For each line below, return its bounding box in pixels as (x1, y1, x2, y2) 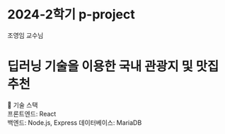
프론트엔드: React (7, 109, 57, 118)
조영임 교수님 (7, 31, 44, 39)
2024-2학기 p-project (7, 6, 136, 23)
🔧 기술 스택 (7, 100, 38, 109)
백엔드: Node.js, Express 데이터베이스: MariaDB (7, 118, 142, 127)
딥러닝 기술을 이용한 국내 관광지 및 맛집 (7, 59, 219, 75)
